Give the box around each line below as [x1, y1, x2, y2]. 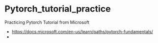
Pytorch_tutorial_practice [4, 3, 111, 14]
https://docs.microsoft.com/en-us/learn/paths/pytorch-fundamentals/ [11, 29, 153, 34]
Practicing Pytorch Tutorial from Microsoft [4, 19, 89, 25]
